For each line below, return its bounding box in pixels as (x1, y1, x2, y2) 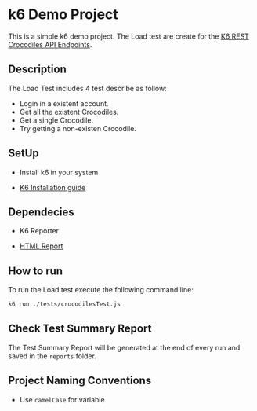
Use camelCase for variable (19, 394, 105, 404)
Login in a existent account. (19, 98, 109, 108)
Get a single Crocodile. (19, 116, 94, 125)
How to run (8, 264, 63, 277)
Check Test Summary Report (8, 322, 152, 336)
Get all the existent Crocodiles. (19, 107, 119, 116)
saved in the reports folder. (8, 351, 96, 361)
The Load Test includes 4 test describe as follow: (8, 83, 167, 93)
